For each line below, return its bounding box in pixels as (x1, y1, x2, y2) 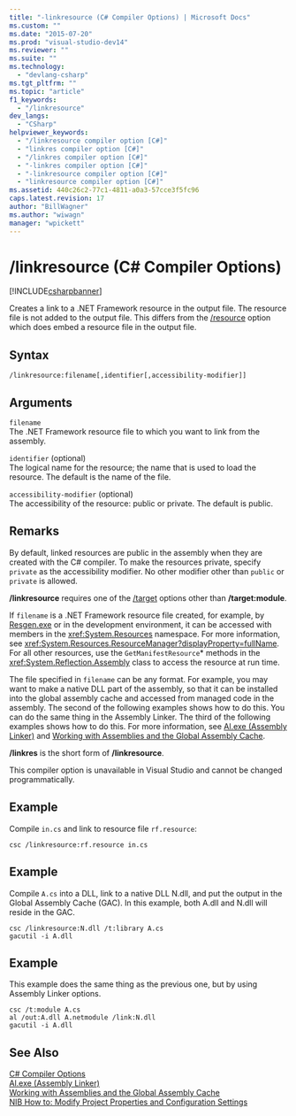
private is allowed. (9, 575, 78, 586)
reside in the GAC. (9, 906, 75, 917)
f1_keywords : (9, 95, 57, 104)
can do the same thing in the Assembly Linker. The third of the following (9, 712, 271, 722)
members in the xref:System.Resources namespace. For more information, (9, 628, 281, 639)
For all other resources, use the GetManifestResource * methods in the (9, 647, 261, 658)
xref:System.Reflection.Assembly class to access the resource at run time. (9, 657, 280, 667)
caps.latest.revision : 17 (9, 194, 104, 204)
